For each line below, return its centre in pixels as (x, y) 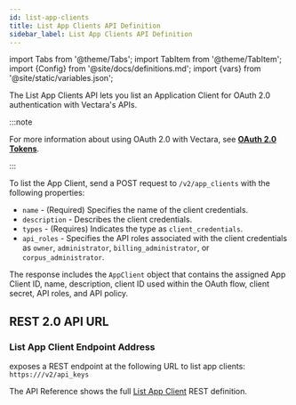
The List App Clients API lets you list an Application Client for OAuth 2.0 (140, 95)
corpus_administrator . (63, 257)
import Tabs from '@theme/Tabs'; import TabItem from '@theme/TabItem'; (146, 60)
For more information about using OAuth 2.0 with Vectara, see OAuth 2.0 (143, 140)
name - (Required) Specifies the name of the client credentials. (135, 210)
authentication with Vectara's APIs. (73, 105)
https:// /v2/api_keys (49, 375)
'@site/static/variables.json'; (61, 78)
